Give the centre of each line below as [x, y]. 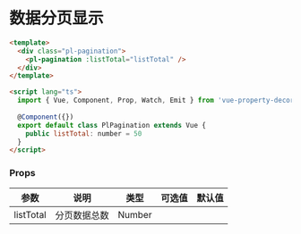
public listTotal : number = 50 [84, 134]
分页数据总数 [82, 215]
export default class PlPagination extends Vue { [112, 125]
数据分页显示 [57, 18]
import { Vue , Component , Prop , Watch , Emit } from [116, 100]
